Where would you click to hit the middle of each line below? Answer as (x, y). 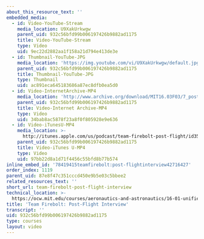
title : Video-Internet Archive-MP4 (62, 108)
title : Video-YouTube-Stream (54, 40)
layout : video (24, 227)
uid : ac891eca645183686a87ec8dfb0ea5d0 (68, 86)
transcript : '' (25, 210)
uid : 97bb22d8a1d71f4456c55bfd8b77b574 (68, 159)
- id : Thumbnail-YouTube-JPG (49, 57)
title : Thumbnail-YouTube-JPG (56, 74)
